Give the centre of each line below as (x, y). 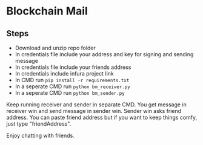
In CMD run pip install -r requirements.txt (72, 80)
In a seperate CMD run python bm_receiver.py (72, 86)
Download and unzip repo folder (55, 48)
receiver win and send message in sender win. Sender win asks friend (94, 111)
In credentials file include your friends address (73, 67)
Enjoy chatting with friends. (40, 135)
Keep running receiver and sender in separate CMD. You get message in (96, 105)
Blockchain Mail (47, 11)
